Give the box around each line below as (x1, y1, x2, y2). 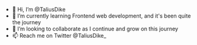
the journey (12, 19, 41, 26)
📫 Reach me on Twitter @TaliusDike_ (12, 32, 107, 39)
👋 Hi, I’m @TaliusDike (12, 6, 66, 13)
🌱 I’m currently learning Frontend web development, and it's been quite (12, 12, 191, 19)
